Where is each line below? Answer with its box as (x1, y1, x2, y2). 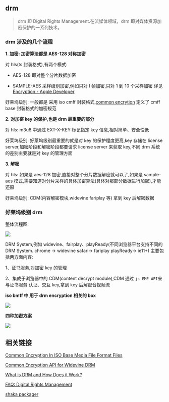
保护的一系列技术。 (22, 24, 62, 30)
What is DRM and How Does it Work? (5, 372, 82, 378)
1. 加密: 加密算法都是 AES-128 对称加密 (5, 51, 86, 57)
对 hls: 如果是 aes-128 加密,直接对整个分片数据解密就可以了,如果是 (5, 172, 143, 178)
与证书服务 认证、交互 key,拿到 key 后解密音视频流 (5, 282, 110, 288)
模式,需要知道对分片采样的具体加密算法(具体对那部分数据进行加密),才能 (14, 178, 161, 184)
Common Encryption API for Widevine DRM (5, 362, 95, 368)
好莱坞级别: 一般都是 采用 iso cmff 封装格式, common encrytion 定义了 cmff (5, 99, 160, 105)
